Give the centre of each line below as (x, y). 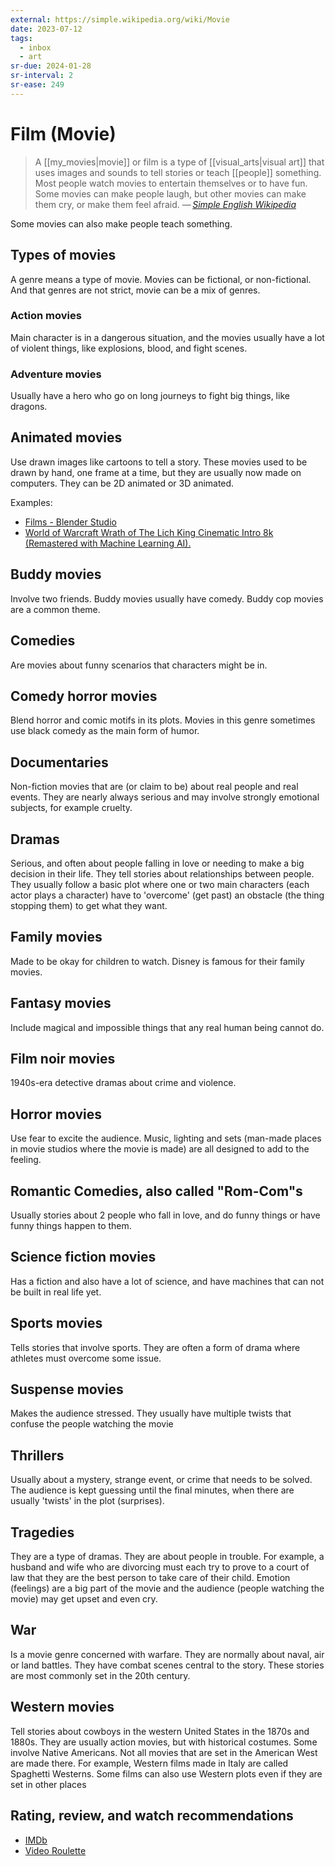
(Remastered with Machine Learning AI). (108, 543)
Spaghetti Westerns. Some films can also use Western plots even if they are (166, 1773)
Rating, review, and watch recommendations (152, 1816)
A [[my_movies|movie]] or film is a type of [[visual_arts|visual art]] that (179, 162)
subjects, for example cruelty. (71, 808)
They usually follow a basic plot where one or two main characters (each (160, 884)
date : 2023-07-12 (46, 29)
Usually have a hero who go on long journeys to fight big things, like (150, 396)
